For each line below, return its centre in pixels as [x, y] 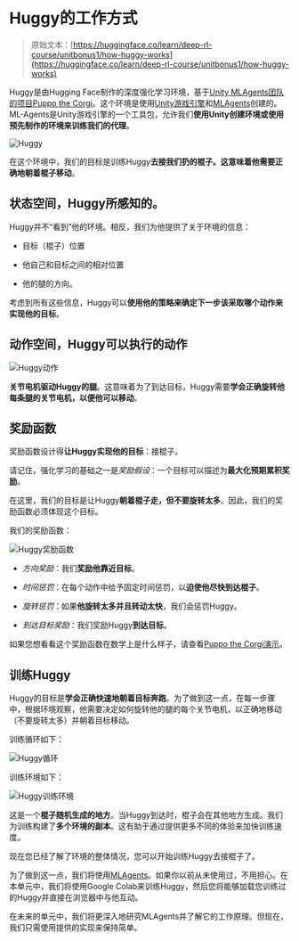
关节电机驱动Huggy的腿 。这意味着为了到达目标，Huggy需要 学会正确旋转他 [147, 386]
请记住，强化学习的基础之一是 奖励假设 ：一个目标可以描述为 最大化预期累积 [145, 470]
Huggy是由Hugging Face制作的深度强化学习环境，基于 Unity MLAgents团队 [147, 92]
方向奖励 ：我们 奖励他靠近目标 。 [81, 569]
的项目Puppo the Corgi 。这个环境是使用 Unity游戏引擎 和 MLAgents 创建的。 [145, 102]
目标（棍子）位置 [53, 245]
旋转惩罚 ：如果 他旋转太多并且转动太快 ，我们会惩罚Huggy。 [132, 606]
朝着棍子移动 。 [52, 172]
